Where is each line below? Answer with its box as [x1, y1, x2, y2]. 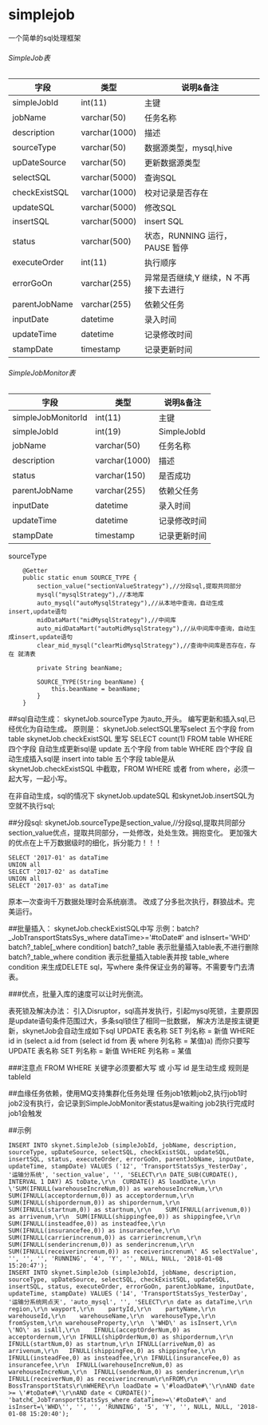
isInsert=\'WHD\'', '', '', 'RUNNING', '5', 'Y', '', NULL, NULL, [8, 1403, 234, 1411]
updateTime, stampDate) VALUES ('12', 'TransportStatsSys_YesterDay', [8, 1162, 248, 1171]
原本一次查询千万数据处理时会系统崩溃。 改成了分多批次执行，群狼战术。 [8, 897, 248, 907]
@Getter [22, 567, 48, 575]
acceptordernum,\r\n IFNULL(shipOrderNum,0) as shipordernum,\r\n [8, 1333, 234, 1341]
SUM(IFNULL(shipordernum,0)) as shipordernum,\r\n [8, 1199, 180, 1207]
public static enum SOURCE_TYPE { [22, 574, 137, 582]
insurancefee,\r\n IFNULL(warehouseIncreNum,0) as [8, 1361, 183, 1369]
